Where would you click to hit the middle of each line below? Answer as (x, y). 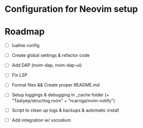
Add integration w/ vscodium (41, 120)
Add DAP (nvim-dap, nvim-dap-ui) (47, 65)
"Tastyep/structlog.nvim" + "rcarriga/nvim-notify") (63, 100)
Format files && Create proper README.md (56, 85)
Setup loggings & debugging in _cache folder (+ (60, 95)
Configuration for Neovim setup (71, 9)
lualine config (26, 45)
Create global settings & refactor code (51, 55)
